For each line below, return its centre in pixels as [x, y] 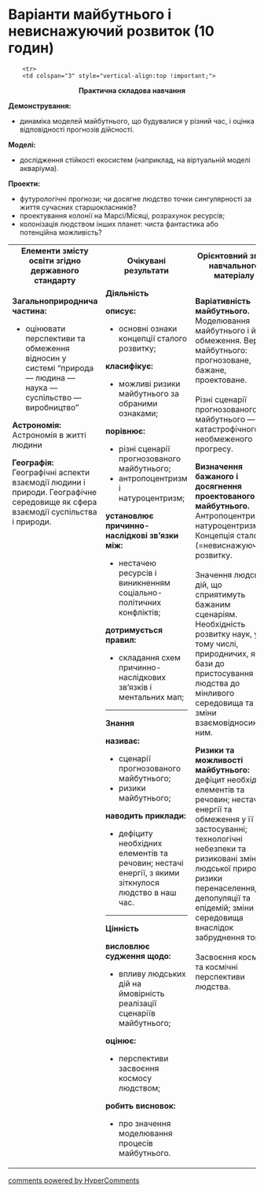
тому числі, [217, 644]
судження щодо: [138, 956]
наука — [42, 388]
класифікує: [129, 366]
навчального [234, 266]
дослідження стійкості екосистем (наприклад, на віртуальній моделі [135, 160]
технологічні [219, 838]
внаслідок [214, 927]
